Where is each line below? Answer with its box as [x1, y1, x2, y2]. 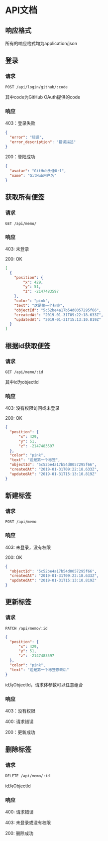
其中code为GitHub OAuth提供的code [5, 94, 81, 100]
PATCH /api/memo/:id [5, 626, 48, 631]
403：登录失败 [5, 120, 36, 126]
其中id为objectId [5, 379, 39, 385]
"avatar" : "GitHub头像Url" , [9, 169, 66, 174]
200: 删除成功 [5, 830, 34, 836]
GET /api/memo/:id [5, 370, 43, 375]
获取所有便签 [5, 193, 45, 201]
